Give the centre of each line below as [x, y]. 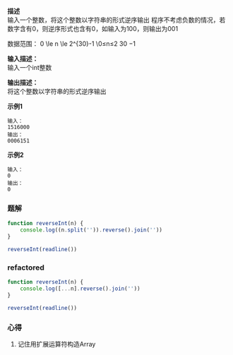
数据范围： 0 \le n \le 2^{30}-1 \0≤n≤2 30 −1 [72, 44]
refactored [26, 267]
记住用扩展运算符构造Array [56, 344]
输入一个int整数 [30, 67]
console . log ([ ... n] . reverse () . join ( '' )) [80, 289]
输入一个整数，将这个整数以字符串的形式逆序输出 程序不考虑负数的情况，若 [116, 20]
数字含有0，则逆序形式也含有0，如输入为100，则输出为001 [93, 29]
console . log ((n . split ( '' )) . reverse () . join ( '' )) [91, 230]
